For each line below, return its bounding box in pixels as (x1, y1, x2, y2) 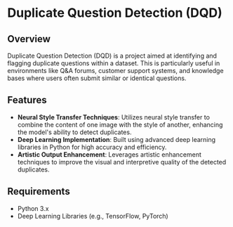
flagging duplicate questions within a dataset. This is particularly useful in (7, 59, 220, 67)
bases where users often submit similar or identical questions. (7, 74, 187, 82)
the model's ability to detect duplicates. (17, 128, 132, 136)
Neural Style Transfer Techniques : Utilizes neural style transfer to (17, 112, 211, 121)
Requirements (7, 186, 70, 197)
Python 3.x (17, 204, 49, 212)
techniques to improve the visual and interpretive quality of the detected (17, 157, 227, 166)
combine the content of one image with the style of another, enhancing (17, 120, 223, 129)
